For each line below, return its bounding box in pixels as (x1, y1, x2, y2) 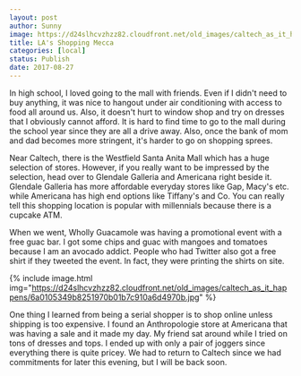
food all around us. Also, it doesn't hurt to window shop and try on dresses (9, 107, 285, 117)
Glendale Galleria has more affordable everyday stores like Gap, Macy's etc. (9, 181, 289, 192)
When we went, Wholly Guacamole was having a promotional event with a (9, 226, 282, 237)
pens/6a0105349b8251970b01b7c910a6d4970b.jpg (9, 292, 200, 303)
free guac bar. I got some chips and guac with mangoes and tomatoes (9, 236, 268, 247)
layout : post (9, 13, 58, 22)
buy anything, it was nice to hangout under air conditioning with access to (9, 97, 282, 107)
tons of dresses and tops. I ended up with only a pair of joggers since (9, 338, 266, 348)
